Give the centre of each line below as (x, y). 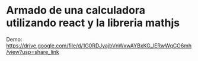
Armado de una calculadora (76, 10)
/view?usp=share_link (33, 52)
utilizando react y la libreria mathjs (93, 23)
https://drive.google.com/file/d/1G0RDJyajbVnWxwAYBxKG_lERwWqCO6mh (99, 46)
